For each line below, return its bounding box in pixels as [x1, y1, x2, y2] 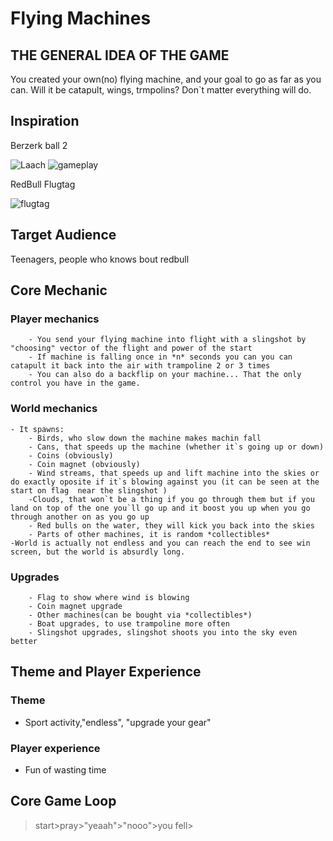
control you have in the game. [10, 378, 141, 389]
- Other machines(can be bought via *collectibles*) [28, 610, 253, 620]
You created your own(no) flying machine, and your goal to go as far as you [10, 73, 322, 85]
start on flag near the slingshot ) [10, 485, 168, 496]
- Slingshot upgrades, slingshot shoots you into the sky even [28, 627, 298, 637]
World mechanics [10, 402, 98, 416]
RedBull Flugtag [10, 178, 76, 190]
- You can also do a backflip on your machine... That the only [28, 370, 302, 380]
